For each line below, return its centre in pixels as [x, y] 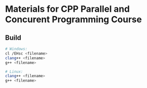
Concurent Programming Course [73, 19]
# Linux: [14, 72]
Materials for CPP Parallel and [68, 9]
